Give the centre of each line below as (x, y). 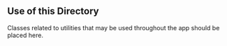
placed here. (25, 35)
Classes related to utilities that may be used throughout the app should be (113, 27)
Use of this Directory (53, 11)
